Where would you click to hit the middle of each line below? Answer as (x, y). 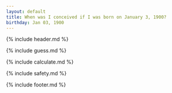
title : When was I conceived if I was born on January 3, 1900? (86, 17)
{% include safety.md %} (36, 74)
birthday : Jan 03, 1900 (35, 22)
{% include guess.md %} (36, 51)
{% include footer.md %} (36, 85)
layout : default (26, 11)
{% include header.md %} (37, 39)
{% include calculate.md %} (40, 62)
